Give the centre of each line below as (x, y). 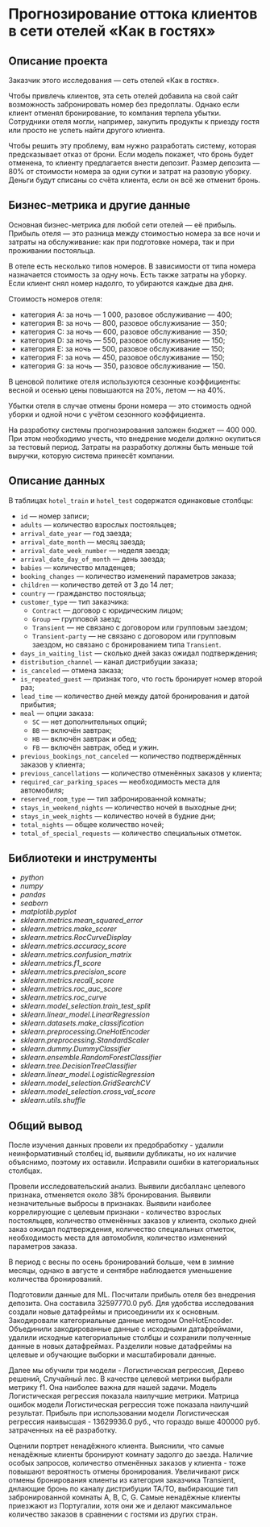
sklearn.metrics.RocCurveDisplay (75, 938)
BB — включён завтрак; (72, 730)
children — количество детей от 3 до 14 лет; (97, 585)
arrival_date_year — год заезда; (76, 533)
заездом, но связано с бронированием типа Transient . (127, 644)
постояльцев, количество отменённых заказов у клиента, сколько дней (132, 1221)
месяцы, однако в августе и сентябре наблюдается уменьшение (120, 1271)
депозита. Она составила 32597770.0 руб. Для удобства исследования (131, 1304)
